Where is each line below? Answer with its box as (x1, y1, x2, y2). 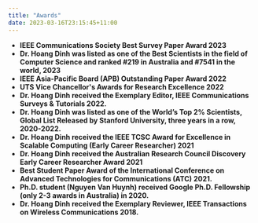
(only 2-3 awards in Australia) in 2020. (19, 190, 149, 200)
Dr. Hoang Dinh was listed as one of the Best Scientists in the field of (19, 49, 248, 58)
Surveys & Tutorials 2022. (19, 99, 107, 108)
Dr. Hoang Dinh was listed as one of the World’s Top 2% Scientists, (19, 107, 242, 116)
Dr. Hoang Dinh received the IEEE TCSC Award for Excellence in (19, 132, 231, 141)
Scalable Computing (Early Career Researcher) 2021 (19, 141, 194, 150)
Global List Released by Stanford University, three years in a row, (19, 115, 236, 125)
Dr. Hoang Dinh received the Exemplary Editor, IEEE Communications (19, 90, 249, 100)
